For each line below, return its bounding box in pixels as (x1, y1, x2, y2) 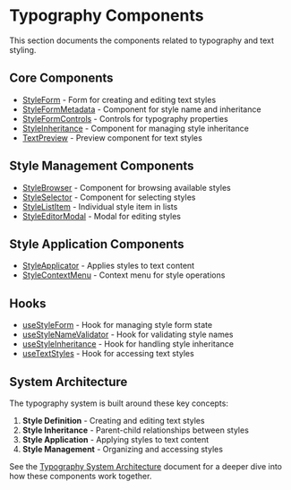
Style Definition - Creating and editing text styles (21, 416, 205, 426)
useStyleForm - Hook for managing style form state (21, 320, 213, 331)
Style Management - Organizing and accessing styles (21, 444, 224, 454)
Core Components (9, 71, 114, 86)
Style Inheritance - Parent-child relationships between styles (21, 425, 249, 435)
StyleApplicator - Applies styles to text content (21, 261, 195, 271)
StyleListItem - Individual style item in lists (21, 201, 178, 211)
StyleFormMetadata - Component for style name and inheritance (21, 104, 261, 115)
